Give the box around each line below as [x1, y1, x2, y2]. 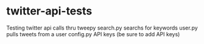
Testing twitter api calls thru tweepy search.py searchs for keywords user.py [6, 24, 198, 31]
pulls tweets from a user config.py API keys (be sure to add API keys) [6, 30, 180, 37]
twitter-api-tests [6, 4, 93, 18]
